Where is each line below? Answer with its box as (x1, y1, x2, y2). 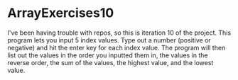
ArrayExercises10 (7, 5, 114, 21)
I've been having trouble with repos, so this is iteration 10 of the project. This (7, 28, 232, 37)
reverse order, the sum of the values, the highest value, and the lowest (7, 58, 214, 67)
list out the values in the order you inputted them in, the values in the (7, 51, 208, 59)
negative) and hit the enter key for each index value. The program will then (7, 43, 226, 52)
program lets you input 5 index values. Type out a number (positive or (7, 35, 211, 44)
